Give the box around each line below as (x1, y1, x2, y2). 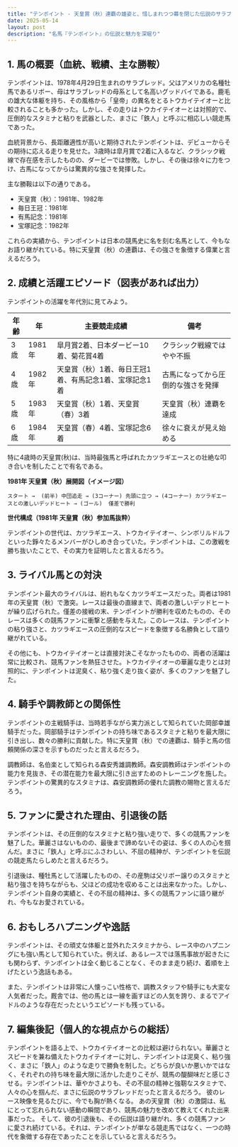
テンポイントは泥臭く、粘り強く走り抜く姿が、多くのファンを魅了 (31, 666, 225, 675)
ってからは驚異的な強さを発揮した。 (44, 165, 150, 173)
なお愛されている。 (32, 898, 89, 906)
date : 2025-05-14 (7, 17, 59, 24)
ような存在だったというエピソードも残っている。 (25, 1001, 169, 1009)
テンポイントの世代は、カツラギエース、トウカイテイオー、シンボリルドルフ (7, 528, 230, 537)
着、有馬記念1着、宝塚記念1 (56, 374, 152, 384)
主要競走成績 (84, 321, 127, 331)
